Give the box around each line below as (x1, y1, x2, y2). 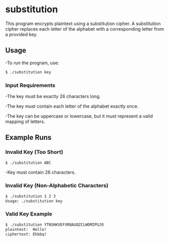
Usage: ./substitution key (5, 198, 63, 204)
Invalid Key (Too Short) (5, 149, 63, 156)
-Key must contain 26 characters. (5, 170, 76, 176)
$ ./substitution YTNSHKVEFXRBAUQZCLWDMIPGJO (5, 222, 104, 227)
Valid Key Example (5, 210, 53, 217)
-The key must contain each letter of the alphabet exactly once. (5, 103, 139, 109)
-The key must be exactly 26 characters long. (5, 93, 101, 99)
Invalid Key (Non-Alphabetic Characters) (5, 182, 109, 189)
